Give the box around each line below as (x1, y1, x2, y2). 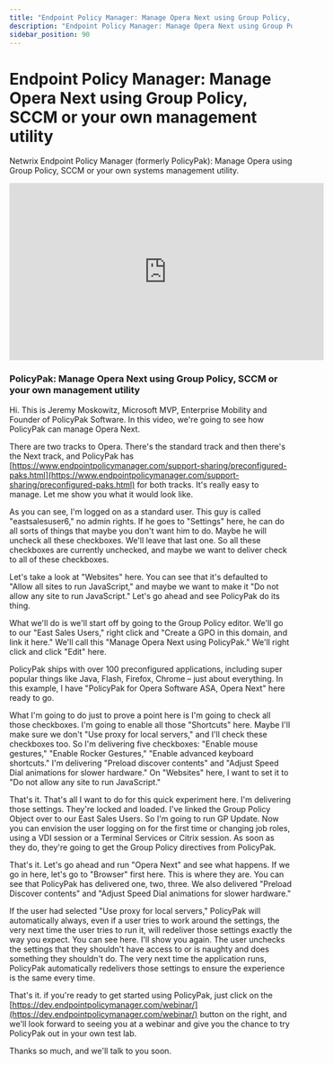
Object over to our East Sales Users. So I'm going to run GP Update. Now (9, 813, 280, 824)
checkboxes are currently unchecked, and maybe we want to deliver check (9, 544, 287, 555)
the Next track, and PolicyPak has (9, 451, 135, 461)
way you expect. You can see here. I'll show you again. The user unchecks (9, 934, 285, 944)
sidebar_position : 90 (9, 30, 91, 39)
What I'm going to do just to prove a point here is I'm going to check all (9, 710, 271, 720)
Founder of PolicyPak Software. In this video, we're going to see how (9, 414, 265, 425)
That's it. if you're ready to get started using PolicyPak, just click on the (9, 989, 274, 1000)
